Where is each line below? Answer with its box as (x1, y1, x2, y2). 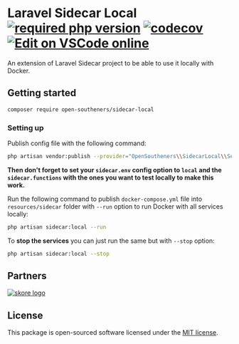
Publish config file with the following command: (7, 139, 147, 147)
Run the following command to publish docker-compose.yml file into (7, 194, 203, 203)
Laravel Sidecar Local (7, 5, 137, 21)
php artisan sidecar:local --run (7, 223, 107, 231)
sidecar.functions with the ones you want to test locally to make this (7, 173, 214, 182)
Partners (7, 269, 48, 282)
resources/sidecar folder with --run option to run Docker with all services (7, 202, 223, 211)
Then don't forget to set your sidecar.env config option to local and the (7, 165, 222, 174)
